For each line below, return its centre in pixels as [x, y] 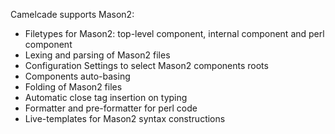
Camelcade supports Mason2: [72, 14]
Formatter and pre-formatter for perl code [111, 108]
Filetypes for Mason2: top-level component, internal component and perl [174, 33]
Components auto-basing [77, 76]
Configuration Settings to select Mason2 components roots [146, 65]
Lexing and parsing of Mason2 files [97, 55]
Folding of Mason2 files [73, 87]
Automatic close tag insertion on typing [106, 97]
